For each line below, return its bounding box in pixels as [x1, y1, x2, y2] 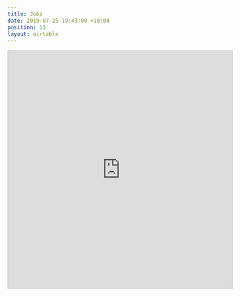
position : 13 [7, 24, 46, 31]
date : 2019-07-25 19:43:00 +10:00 [7, 17, 110, 24]
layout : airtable [7, 30, 59, 38]
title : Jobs [7, 10, 43, 18]
